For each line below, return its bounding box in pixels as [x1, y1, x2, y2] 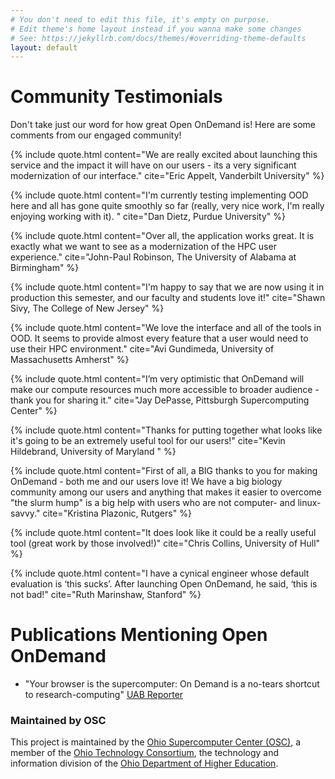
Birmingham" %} [10, 262, 80, 274]
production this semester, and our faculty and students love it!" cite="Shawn [10, 292, 326, 304]
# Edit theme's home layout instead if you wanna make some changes [10, 24, 302, 34]
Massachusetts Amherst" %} [10, 354, 130, 366]
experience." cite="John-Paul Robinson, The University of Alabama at [10, 251, 297, 263]
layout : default [10, 42, 78, 53]
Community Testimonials [10, 86, 223, 108]
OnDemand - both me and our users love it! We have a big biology [10, 476, 283, 488]
